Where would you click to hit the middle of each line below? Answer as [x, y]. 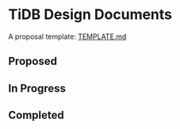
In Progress [37, 88]
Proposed [33, 61]
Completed [36, 115]
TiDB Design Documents [90, 15]
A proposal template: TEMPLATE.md [67, 36]
